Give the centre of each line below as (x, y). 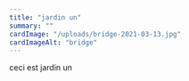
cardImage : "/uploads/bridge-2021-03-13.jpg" (95, 34)
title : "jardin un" (45, 17)
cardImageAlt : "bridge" (53, 42)
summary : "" (31, 26)
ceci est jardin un (41, 68)
